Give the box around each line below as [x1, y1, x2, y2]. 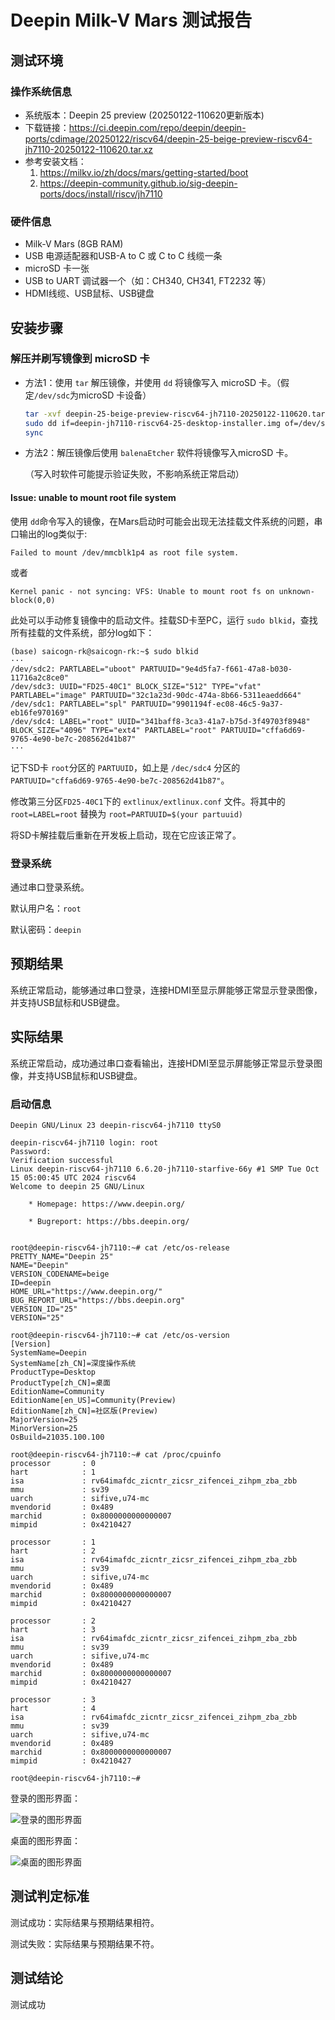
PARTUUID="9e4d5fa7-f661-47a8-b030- [139, 664, 293, 674]
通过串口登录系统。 [10, 881, 90, 893]
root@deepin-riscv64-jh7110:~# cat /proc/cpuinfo [10, 1449, 222, 1460]
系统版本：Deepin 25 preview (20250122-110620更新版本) [24, 109, 265, 121]
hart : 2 [10, 1546, 97, 1556]
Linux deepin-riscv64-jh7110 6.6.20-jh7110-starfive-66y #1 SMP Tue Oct [10, 1164, 320, 1174]
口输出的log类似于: [10, 527, 88, 540]
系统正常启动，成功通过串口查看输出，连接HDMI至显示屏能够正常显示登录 [10, 1057, 314, 1069]
